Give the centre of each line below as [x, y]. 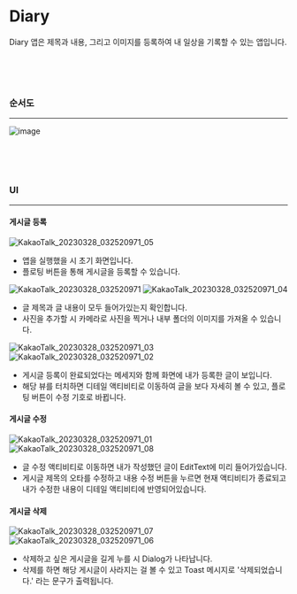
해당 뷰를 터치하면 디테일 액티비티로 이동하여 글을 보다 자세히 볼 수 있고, [145, 386]
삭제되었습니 [261, 570]
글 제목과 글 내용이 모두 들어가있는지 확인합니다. [104, 307]
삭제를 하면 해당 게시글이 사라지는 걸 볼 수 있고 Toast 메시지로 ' [131, 570]
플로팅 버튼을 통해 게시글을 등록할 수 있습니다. [101, 271]
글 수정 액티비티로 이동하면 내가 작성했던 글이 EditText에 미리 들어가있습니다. [154, 467]
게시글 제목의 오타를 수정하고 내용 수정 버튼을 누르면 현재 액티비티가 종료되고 [154, 478]
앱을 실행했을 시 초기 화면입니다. [77, 260]
